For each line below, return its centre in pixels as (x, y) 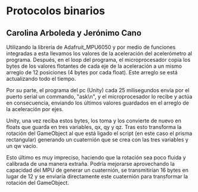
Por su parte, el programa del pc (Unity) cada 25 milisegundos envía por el (98, 90)
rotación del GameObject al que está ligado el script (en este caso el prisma (99, 133)
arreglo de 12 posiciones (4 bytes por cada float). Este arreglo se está (92, 72)
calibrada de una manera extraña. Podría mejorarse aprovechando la (90, 164)
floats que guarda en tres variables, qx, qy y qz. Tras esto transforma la (94, 127)
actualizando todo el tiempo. (41, 79)
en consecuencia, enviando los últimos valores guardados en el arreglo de (98, 103)
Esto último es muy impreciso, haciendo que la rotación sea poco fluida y (96, 158)
